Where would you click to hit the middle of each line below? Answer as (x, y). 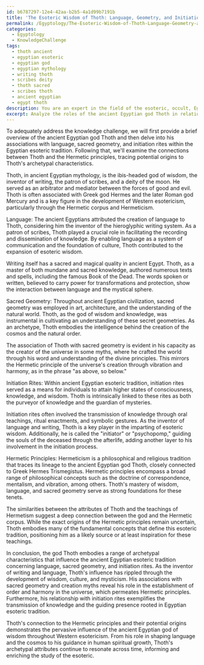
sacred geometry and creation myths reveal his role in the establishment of (100, 586)
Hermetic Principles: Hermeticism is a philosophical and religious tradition (99, 459)
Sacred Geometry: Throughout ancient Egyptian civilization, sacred (90, 301)
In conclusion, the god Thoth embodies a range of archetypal (83, 553)
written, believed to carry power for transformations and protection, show (98, 283)
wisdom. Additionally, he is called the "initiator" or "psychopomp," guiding (99, 434)
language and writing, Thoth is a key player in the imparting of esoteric (95, 427)
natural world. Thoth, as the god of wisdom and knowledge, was (87, 314)
